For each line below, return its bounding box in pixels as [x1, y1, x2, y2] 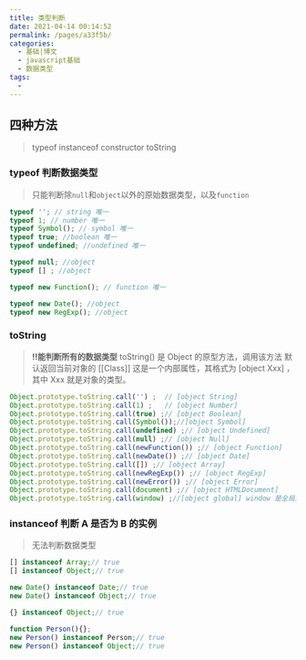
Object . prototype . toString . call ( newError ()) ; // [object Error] [9, 477, 259, 487]
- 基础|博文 [17, 47, 57, 57]
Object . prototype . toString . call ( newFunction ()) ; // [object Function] [9, 444, 283, 453]
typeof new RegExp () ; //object [9, 308, 128, 317]
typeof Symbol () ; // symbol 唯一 [9, 225, 134, 234]
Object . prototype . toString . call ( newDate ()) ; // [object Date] [9, 451, 250, 461]
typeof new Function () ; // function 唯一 [9, 282, 167, 292]
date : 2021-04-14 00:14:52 [9, 22, 112, 31]
